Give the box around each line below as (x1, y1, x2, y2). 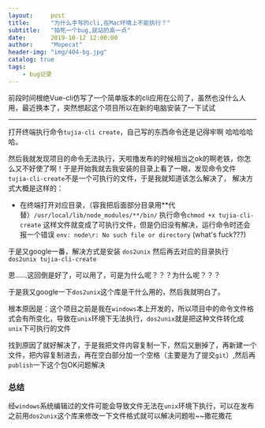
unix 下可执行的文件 (8, 323, 71, 332)
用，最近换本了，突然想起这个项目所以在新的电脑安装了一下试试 (8, 103, 215, 112)
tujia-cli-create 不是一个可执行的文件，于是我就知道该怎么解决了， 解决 (8, 173, 247, 182)
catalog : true (8, 56, 55, 64)
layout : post (8, 11, 65, 20)
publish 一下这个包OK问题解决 (8, 360, 106, 370)
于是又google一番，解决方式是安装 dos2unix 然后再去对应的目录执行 (8, 246, 229, 256)
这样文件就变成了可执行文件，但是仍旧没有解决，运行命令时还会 (43, 220, 251, 229)
